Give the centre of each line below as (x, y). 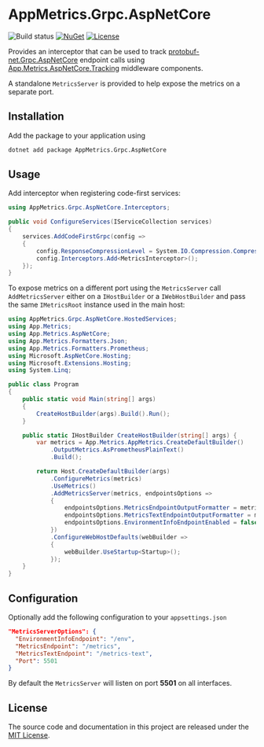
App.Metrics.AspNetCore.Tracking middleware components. (106, 68)
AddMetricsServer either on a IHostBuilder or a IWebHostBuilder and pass (127, 296)
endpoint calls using (112, 60)
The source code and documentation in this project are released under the (128, 727)
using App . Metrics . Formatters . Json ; (68, 341)
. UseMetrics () (73, 486)
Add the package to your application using (77, 135)
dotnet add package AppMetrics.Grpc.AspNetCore (88, 150)
